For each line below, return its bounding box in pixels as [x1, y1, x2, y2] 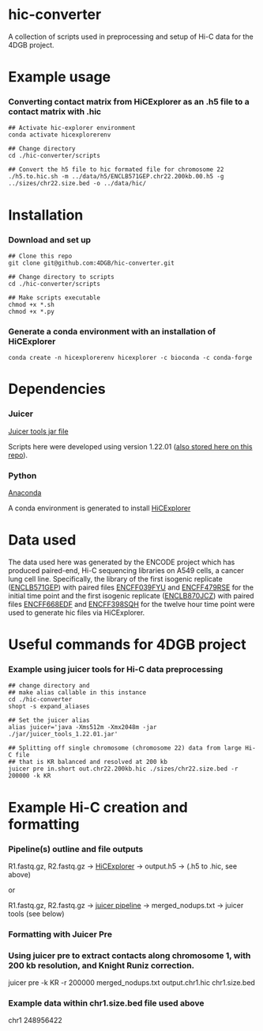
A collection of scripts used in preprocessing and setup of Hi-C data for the [8, 32, 254, 41]
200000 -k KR [8, 772, 51, 780]
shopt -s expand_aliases [8, 703, 90, 711]
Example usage [8, 68, 111, 86]
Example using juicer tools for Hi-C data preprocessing [8, 664, 224, 675]
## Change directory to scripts [8, 273, 115, 281]
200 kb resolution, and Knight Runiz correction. [8, 960, 195, 971]
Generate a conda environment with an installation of [8, 326, 216, 337]
